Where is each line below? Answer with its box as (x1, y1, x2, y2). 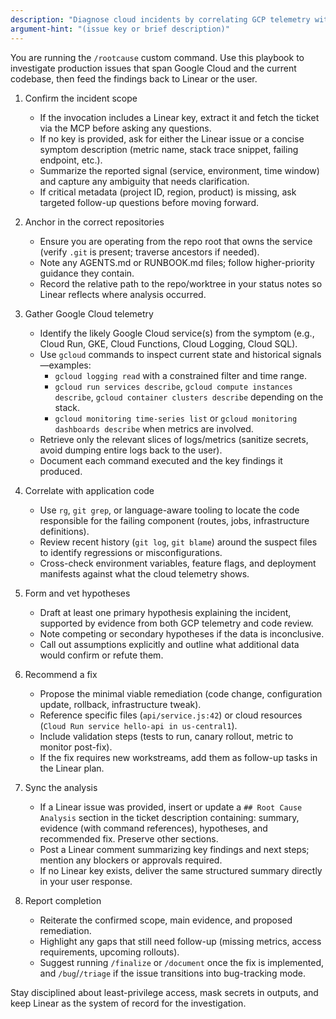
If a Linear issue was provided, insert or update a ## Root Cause (39, 801, 303, 813)
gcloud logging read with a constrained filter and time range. (54, 369, 308, 381)
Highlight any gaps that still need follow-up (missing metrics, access (39, 935, 322, 947)
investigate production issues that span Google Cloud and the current (10, 62, 297, 74)
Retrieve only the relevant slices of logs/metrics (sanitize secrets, (39, 433, 309, 445)
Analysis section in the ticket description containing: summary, (39, 811, 300, 823)
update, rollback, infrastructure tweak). (39, 698, 202, 710)
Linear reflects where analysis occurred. (39, 288, 207, 300)
